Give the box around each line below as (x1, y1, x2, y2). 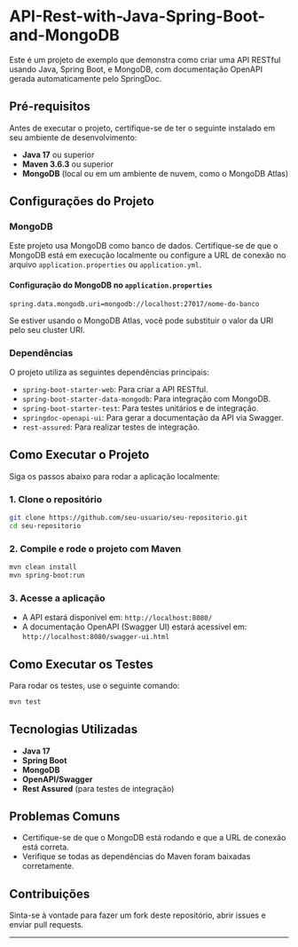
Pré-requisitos (9, 99, 91, 114)
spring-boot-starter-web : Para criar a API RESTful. (21, 383, 208, 394)
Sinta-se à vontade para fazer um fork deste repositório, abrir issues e (9, 910, 266, 920)
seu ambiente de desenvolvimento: (9, 131, 137, 143)
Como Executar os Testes (9, 657, 153, 672)
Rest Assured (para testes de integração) (21, 783, 175, 793)
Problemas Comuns (9, 809, 121, 825)
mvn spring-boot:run (9, 571, 86, 580)
